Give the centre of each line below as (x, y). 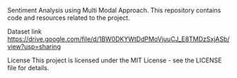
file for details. (28, 68)
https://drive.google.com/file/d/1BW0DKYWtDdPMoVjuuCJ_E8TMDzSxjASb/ (118, 39)
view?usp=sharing (34, 46)
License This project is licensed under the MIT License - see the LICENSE (115, 60)
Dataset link (25, 32)
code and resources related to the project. (69, 18)
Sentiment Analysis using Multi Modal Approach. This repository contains (114, 10)
